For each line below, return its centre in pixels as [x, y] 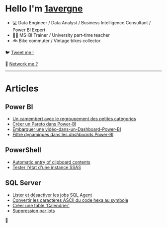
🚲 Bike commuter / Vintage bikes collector [56, 41]
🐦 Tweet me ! [19, 52]
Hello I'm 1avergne [44, 9]
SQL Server [23, 183]
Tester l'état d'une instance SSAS [46, 167]
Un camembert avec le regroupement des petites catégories [74, 118]
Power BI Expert [29, 30]
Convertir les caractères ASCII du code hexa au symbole [70, 200]
